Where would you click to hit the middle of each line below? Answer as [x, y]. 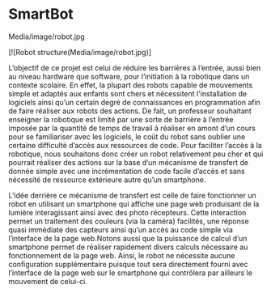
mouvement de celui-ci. [48, 281]
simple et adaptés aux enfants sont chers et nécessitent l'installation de [128, 93]
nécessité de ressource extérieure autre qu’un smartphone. [107, 180]
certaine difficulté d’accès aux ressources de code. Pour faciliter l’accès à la [135, 145]
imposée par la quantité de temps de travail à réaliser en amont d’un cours [132, 128]
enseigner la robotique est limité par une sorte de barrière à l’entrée [121, 119]
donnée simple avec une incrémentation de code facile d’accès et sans [127, 171]
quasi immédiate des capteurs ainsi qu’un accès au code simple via [121, 229]
